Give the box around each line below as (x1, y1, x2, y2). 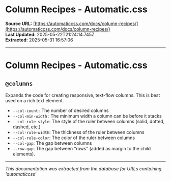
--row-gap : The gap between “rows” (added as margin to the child (12, 145, 151, 151)
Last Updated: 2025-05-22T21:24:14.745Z (5, 31, 95, 37)
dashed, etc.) (12, 124, 41, 130)
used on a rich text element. (5, 97, 64, 103)
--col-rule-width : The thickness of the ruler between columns (12, 129, 145, 135)
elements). (12, 151, 36, 157)
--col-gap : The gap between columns (12, 140, 92, 146)
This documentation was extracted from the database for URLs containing (5, 165, 162, 172)
